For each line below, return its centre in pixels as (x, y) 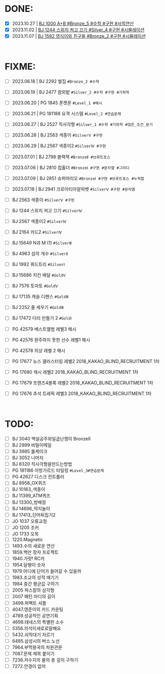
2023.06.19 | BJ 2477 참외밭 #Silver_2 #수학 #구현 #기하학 (71, 92)
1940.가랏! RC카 (28, 559)
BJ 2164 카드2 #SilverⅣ (37, 232)
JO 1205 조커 (25, 527)
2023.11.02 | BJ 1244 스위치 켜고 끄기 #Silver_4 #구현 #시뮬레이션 (78, 30)
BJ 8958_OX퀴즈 (29, 483)
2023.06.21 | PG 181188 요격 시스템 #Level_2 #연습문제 (67, 114)
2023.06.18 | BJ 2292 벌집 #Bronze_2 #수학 (56, 81)
